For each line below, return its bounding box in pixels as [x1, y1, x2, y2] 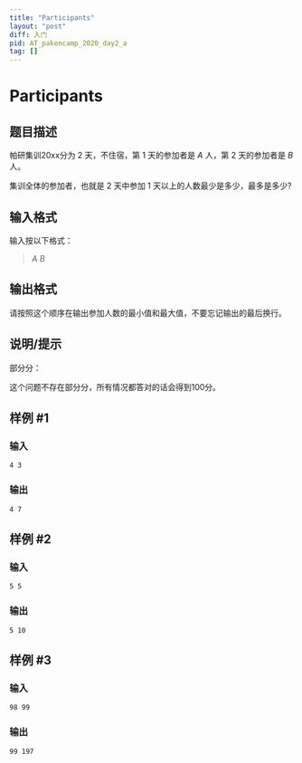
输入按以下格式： [9, 234, 73, 245]
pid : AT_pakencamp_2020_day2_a [9, 38, 127, 48]
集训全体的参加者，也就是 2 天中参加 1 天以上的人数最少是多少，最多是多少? [9, 180, 292, 191]
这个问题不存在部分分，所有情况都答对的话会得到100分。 [9, 381, 222, 392]
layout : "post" [9, 22, 67, 31]
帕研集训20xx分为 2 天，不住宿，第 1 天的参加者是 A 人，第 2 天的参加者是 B [9, 150, 294, 161]
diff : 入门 [9, 30, 48, 39]
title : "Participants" [9, 13, 95, 23]
